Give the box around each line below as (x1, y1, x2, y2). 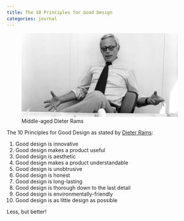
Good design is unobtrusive (15, 165, 83, 172)
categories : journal (6, 15, 58, 22)
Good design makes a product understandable (15, 159, 129, 166)
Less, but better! (6, 208, 47, 215)
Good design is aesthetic (15, 153, 76, 160)
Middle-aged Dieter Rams (21, 117, 84, 124)
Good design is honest (15, 171, 70, 179)
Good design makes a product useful (15, 146, 106, 153)
